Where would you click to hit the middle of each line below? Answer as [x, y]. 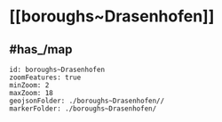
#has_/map [41, 49]
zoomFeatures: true [45, 77]
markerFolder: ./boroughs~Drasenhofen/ [83, 109]
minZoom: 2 [29, 85]
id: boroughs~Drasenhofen [57, 69]
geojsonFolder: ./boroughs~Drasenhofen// [87, 101]
